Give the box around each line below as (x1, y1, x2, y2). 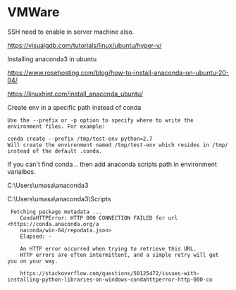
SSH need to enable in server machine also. (7, 27, 135, 36)
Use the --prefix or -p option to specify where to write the (7, 117, 194, 124)
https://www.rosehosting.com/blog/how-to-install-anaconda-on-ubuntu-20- (7, 68, 229, 77)
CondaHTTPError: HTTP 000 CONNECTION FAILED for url (20, 214, 178, 222)
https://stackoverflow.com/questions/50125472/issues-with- (20, 270, 200, 277)
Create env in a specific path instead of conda (7, 103, 142, 111)
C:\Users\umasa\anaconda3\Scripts (7, 194, 111, 203)
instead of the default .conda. (7, 147, 102, 155)
